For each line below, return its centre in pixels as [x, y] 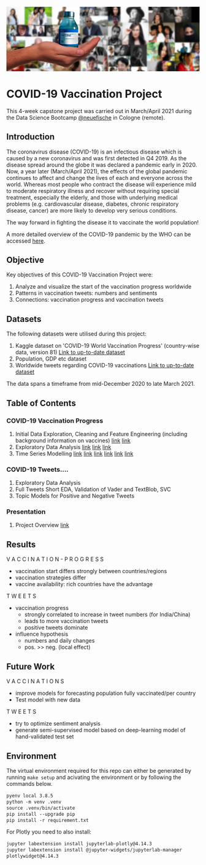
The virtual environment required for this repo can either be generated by [99, 770]
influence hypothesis [42, 634]
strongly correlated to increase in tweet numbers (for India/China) [107, 614]
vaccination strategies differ [51, 577]
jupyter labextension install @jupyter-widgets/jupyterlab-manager [94, 850]
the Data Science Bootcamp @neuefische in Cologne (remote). [86, 117]
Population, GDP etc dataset [51, 359]
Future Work [31, 666]
